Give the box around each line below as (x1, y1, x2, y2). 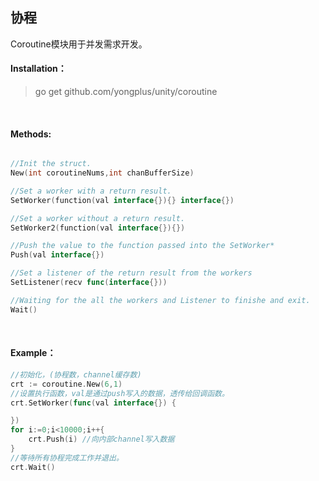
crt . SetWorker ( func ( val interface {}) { (10, 398, 177, 408)
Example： (10, 347, 57, 359)
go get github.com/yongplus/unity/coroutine (34, 86, 218, 98)
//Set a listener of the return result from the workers (10, 268, 253, 278)
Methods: (10, 128, 52, 140)
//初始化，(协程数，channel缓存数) (10, 369, 142, 380)
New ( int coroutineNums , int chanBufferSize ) (10, 168, 195, 178)
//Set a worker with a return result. (10, 186, 172, 196)
